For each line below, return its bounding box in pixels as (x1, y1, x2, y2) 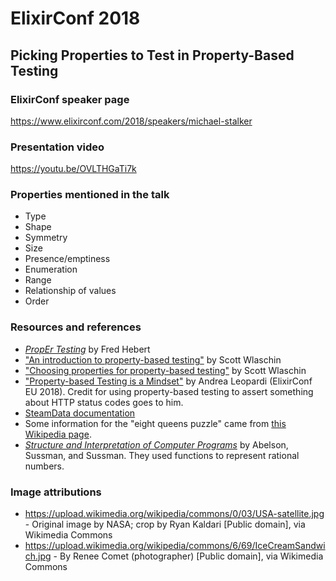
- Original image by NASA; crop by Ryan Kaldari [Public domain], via (24, 518, 306, 531)
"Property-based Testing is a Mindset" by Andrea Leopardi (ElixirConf (24, 375, 313, 387)
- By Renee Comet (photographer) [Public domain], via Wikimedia (53, 550, 324, 562)
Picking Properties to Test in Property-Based (10, 47, 295, 64)
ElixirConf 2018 (10, 7, 141, 30)
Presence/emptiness (24, 253, 111, 265)
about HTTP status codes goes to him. (24, 396, 184, 408)
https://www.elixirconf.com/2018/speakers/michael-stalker (10, 115, 253, 127)
